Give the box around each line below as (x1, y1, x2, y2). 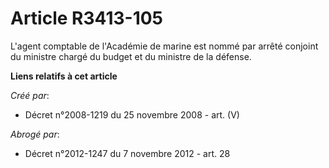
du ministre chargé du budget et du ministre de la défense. (10, 50, 252, 62)
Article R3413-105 (10, 7, 164, 30)
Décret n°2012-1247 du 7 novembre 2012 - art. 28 (24, 147, 231, 159)
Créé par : (10, 89, 50, 101)
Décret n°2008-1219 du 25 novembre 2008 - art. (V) (24, 108, 240, 121)
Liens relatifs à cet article (10, 70, 118, 82)
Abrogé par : (10, 128, 60, 140)
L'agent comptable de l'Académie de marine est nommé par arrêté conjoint (10, 40, 319, 52)
